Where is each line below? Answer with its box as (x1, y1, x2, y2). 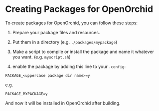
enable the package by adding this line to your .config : (12, 63, 126, 69)
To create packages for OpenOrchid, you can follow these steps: (5, 20, 138, 26)
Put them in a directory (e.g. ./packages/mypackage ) (12, 39, 118, 45)
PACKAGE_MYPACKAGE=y (5, 91, 48, 96)
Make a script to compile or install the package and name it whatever (12, 49, 155, 55)
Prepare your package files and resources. (12, 29, 100, 35)
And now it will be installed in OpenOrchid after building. (5, 100, 121, 106)
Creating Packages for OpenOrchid (5, 3, 154, 15)
